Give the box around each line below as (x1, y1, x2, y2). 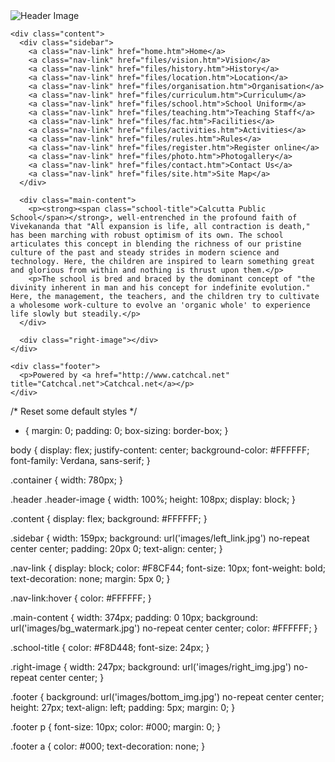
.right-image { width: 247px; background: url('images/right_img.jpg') (10, 661, 292, 673)
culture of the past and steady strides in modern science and (10, 248, 280, 258)
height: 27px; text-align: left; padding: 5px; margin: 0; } (10, 702, 236, 713)
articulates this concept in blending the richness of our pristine (10, 239, 302, 249)
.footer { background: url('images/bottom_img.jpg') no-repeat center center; (10, 691, 325, 703)
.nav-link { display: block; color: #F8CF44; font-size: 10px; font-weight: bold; (10, 562, 326, 574)
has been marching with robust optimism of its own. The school (10, 230, 284, 240)
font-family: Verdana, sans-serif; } (10, 455, 151, 466)
